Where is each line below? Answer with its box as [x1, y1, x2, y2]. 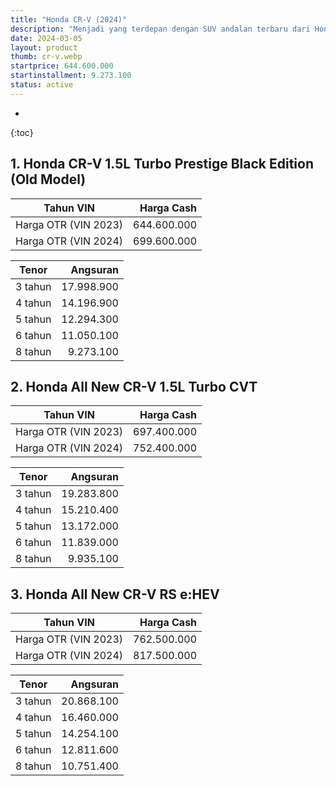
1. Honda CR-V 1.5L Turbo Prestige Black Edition [10, 156, 315, 173]
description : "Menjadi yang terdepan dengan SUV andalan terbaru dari [10, 24, 311, 34]
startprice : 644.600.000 [10, 61, 114, 71]
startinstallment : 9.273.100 [10, 71, 132, 81]
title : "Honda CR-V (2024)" [10, 14, 128, 25]
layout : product [10, 42, 78, 53]
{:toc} [10, 126, 34, 138]
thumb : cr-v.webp [10, 52, 83, 62]
